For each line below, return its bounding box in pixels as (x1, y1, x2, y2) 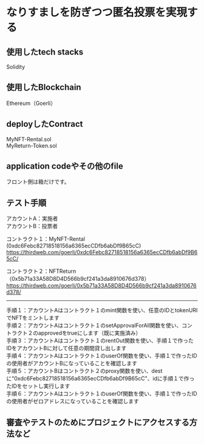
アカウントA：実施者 (6, 215, 58, 222)
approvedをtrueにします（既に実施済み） (38, 329, 141, 337)
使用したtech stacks (6, 47, 84, 57)
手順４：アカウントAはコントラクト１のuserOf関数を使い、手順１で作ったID (6, 352, 197, 360)
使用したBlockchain (6, 82, 81, 93)
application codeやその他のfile (6, 161, 123, 172)
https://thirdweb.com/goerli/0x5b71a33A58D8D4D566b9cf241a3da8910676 (6, 282, 197, 289)
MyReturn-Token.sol (6, 142, 57, 149)
